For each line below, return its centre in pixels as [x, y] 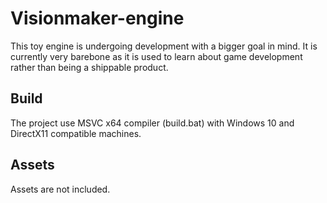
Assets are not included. [60, 189]
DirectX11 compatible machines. [76, 133]
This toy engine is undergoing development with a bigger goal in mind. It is [164, 46]
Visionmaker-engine [97, 18]
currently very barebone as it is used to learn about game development [156, 56]
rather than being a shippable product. [89, 67]
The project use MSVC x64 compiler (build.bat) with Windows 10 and [152, 123]
